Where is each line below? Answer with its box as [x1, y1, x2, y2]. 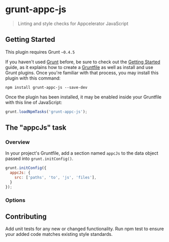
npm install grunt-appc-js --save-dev [5, 85, 88, 90]
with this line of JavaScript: [5, 99, 63, 105]
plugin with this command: [5, 75, 61, 81]
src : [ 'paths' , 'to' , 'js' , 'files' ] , [14, 175, 97, 180]
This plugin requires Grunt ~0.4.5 [5, 49, 75, 55]
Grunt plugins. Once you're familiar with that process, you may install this [5, 69, 159, 76]
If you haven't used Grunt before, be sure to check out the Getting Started [5, 59, 160, 65]
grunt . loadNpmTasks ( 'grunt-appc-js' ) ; [5, 109, 88, 114]
